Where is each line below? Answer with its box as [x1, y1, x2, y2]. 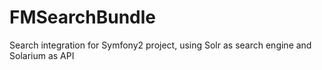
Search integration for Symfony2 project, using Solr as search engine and [9, 39, 312, 51]
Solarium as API [9, 49, 75, 61]
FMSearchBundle [9, 6, 156, 29]
